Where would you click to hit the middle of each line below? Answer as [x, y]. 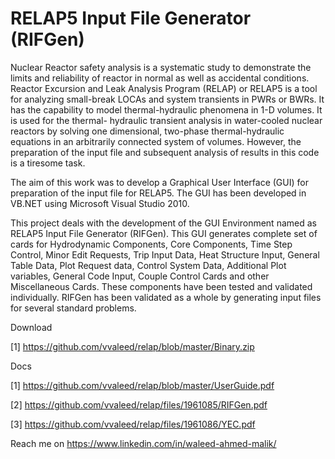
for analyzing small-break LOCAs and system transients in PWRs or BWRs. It [167, 99]
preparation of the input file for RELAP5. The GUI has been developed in [158, 193]
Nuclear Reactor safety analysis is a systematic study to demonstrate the [161, 67]
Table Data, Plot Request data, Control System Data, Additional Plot [148, 265]
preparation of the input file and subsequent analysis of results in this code [165, 152]
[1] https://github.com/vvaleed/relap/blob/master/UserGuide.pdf [142, 385]
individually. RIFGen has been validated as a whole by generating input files [166, 297]
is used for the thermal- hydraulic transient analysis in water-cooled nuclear [166, 120]
